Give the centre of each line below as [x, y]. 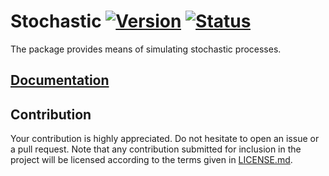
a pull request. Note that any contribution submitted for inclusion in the [156, 149]
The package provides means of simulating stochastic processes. [146, 49]
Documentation [60, 80]
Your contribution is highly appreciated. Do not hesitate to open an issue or [165, 139]
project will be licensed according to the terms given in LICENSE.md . [151, 160]
